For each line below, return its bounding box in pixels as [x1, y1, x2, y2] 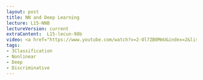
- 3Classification [6, 48, 53, 54]
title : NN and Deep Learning [6, 14, 80, 20]
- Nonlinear [6, 54, 36, 60]
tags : [6, 43, 20, 49]
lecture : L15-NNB [6, 20, 50, 26]
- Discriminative [6, 64, 50, 71]
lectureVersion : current [6, 25, 69, 32]
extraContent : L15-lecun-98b [6, 31, 83, 37]
